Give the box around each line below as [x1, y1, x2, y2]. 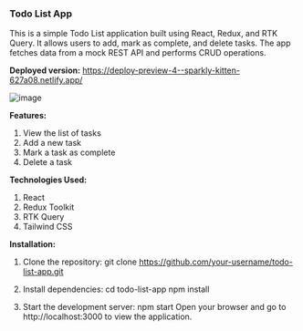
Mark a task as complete [22, 147, 116, 158]
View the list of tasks [22, 128, 102, 139]
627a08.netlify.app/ [9, 75, 83, 86]
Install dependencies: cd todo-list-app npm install [22, 284, 210, 295]
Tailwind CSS [22, 222, 73, 233]
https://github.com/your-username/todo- [138, 256, 294, 267]
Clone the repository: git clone [22, 256, 137, 267]
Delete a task [22, 157, 73, 168]
